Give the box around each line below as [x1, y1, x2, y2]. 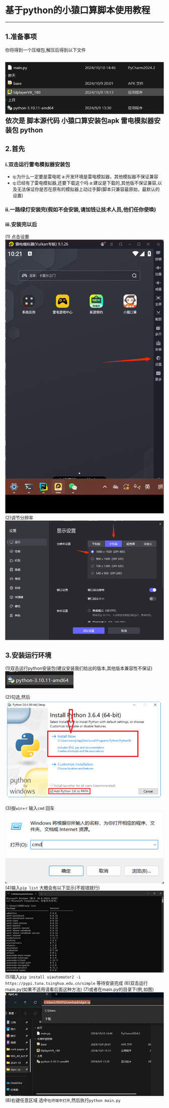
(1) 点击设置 [5, 233, 29, 239]
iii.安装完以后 [5, 221, 37, 228]
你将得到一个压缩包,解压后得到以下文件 [5, 46, 87, 53]
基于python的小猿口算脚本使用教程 [5, 5, 150, 16]
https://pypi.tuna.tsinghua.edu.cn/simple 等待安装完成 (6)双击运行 [5, 980, 148, 986]
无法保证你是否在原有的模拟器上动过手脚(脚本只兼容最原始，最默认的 [17, 186, 160, 192]
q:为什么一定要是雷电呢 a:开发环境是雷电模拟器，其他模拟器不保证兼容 [12, 173, 158, 179]
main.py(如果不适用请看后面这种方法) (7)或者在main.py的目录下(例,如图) [5, 986, 154, 992]
